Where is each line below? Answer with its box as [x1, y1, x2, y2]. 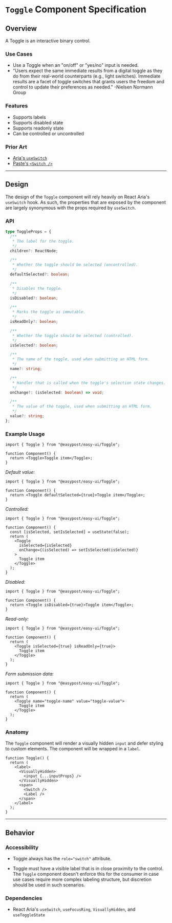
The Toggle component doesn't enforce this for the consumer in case [12, 871, 159, 877]
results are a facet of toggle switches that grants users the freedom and [12, 79, 165, 85]
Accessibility [5, 844, 39, 851]
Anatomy [5, 728, 29, 735]
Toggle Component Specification [5, 4, 147, 15]
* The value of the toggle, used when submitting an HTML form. [12, 404, 153, 409]
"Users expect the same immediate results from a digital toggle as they [12, 68, 163, 74]
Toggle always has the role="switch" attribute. [12, 856, 112, 862]
